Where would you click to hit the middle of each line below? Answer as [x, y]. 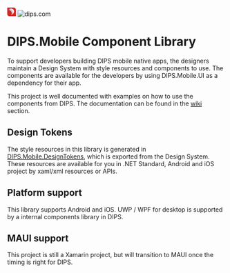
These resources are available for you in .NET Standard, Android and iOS [111, 163]
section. [19, 110]
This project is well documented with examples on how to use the [100, 96]
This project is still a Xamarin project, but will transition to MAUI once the [111, 255]
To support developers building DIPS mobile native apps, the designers [108, 61]
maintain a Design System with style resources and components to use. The [115, 68]
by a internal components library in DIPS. [65, 216]
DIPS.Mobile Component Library [102, 42]
